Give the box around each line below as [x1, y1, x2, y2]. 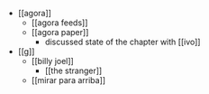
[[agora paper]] [31, 27, 89, 37]
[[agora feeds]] [31, 17, 88, 28]
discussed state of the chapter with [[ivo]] [44, 36, 201, 47]
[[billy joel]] [31, 56, 74, 66]
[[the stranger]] [44, 65, 103, 76]
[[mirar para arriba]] [31, 75, 106, 85]
